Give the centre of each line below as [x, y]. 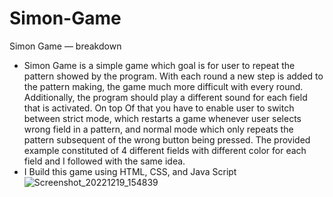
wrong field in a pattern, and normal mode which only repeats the [158, 129]
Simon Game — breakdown [65, 46]
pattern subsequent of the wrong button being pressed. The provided [167, 139]
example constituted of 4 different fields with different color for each [165, 150]
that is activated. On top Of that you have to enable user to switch [159, 108]
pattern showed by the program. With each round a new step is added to [173, 76]
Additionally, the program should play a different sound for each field [165, 97]
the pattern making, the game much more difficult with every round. [163, 86]
